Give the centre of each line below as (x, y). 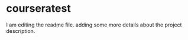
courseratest (38, 9)
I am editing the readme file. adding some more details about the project (94, 25)
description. (21, 31)
